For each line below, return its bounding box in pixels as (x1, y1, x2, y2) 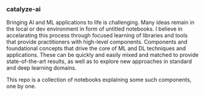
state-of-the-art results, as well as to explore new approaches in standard (6, 57, 192, 65)
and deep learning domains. (6, 64, 77, 72)
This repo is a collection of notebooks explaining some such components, (6, 76, 192, 84)
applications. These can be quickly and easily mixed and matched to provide (6, 51, 199, 59)
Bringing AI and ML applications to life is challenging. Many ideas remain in (6, 19, 195, 26)
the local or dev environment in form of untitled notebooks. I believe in (6, 25, 183, 32)
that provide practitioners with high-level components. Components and (6, 39, 188, 46)
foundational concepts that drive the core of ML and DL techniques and (6, 45, 186, 52)
